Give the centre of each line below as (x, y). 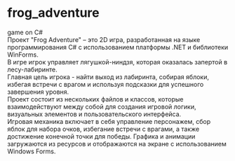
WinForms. (23, 55)
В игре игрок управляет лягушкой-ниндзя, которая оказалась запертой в (117, 62)
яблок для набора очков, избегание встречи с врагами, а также (103, 129)
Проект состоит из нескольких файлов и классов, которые (95, 99)
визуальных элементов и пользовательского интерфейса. (94, 114)
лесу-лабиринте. (32, 69)
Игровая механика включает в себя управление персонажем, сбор (109, 121)
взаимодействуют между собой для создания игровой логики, (102, 106)
